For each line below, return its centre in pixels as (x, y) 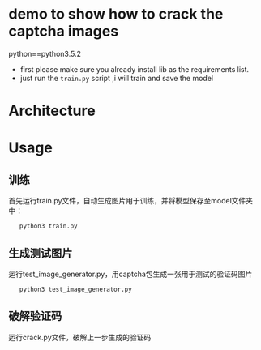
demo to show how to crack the (116, 14)
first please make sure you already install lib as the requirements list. (135, 69)
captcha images (64, 31)
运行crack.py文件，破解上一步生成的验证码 (80, 337)
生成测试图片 (41, 253)
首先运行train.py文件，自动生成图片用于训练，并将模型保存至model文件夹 (131, 201)
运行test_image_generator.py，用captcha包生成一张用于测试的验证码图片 (130, 274)
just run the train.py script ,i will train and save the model (116, 78)
